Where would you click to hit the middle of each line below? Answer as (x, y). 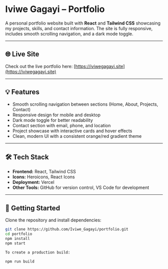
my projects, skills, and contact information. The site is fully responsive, (79, 28)
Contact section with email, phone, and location (61, 125)
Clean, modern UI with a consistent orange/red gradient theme (77, 136)
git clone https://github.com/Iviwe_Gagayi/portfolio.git (67, 229)
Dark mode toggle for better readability (53, 120)
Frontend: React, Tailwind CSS (44, 172)
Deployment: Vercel (33, 182)
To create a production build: (38, 252)
